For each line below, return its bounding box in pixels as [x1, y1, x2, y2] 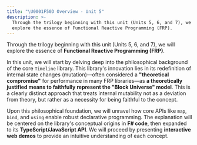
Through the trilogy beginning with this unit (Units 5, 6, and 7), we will [6, 41, 175, 48]
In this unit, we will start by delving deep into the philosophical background [6, 59, 188, 66]
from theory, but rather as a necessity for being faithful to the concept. [6, 96, 178, 103]
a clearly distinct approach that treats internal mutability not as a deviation [6, 90, 186, 97]
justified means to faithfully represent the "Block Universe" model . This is [6, 83, 191, 91]
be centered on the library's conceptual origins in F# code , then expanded [6, 120, 187, 127]
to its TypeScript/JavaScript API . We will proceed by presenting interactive [6, 126, 191, 133]
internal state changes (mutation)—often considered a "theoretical [6, 71, 169, 78]
